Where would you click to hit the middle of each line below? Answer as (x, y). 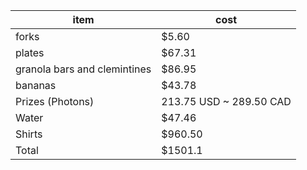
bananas (36, 85)
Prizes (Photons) (55, 101)
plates (30, 52)
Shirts (29, 134)
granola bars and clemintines (83, 69)
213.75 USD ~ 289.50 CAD (226, 101)
